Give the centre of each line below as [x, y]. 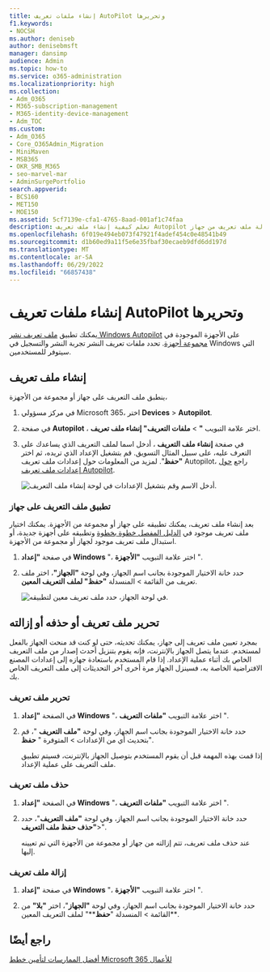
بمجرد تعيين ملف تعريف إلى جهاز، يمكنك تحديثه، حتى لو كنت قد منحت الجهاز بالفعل [133, 642]
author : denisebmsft [44, 46]
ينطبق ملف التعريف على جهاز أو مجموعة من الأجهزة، [89, 397]
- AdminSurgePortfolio [47, 182]
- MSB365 [24, 159]
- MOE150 [24, 212]
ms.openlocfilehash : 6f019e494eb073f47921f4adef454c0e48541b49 [118, 235]
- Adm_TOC [26, 122]
